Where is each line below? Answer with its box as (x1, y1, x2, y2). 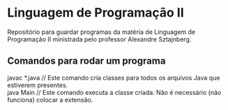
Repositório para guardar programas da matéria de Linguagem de (7, 28, 196, 36)
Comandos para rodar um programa (7, 55, 166, 67)
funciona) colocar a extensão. (7, 95, 93, 104)
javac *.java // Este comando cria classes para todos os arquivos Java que (7, 73, 220, 82)
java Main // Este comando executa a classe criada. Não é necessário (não (7, 88, 222, 96)
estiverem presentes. (7, 81, 68, 89)
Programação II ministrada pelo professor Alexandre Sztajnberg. (7, 35, 192, 43)
